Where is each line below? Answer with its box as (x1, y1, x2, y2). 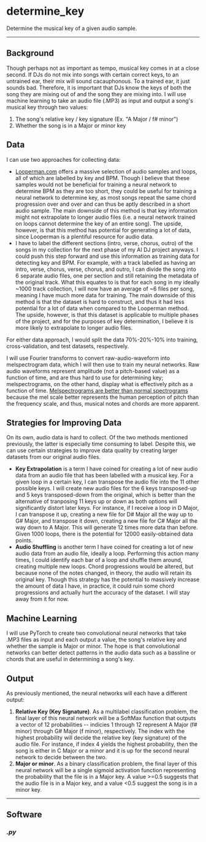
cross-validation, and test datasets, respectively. (6, 342, 129, 350)
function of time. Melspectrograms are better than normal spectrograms (6, 387, 188, 394)
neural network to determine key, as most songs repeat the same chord (15, 194, 196, 201)
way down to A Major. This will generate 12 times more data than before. (15, 524, 198, 531)
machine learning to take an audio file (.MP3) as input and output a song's (6, 97, 193, 104)
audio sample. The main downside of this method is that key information (15, 207, 198, 214)
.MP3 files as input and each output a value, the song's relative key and (6, 636, 187, 643)
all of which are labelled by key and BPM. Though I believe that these (15, 174, 190, 181)
